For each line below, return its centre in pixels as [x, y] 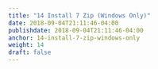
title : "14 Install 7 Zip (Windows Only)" [79, 15]
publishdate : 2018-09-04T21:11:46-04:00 [76, 30]
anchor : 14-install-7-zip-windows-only [74, 38]
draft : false [30, 52]
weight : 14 [26, 45]
